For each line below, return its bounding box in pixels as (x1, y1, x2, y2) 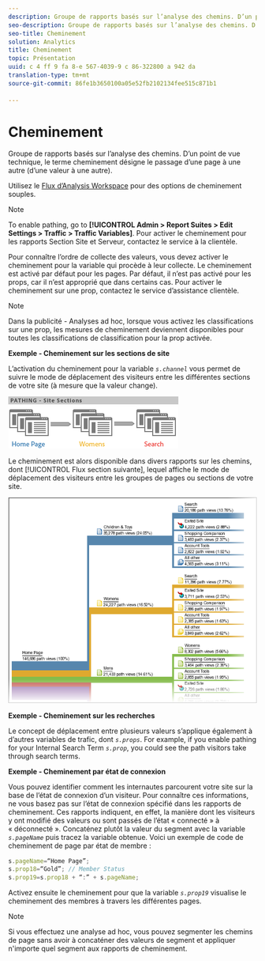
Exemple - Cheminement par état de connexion (8, 766, 166, 776)
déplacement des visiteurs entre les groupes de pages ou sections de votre (8, 473, 254, 482)
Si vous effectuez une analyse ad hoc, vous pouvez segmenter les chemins (8, 927, 253, 936)
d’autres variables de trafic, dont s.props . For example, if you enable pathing (8, 734, 257, 743)
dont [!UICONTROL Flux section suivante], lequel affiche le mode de (8, 465, 230, 475)
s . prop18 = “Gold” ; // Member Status (8, 865, 125, 873)
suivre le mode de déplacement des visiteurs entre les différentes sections (8, 373, 251, 382)
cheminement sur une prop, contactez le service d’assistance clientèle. (8, 286, 240, 296)
